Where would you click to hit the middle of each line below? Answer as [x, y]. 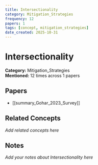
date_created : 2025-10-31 [31, 32]
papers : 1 [15, 23]
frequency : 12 [20, 19]
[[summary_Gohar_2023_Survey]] [46, 103]
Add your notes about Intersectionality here [49, 157]
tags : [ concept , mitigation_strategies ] [47, 28]
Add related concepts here [32, 130]
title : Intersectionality [31, 10]
